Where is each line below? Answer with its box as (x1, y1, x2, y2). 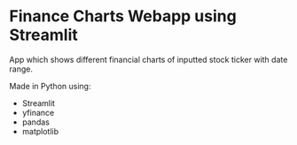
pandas (21, 117, 51, 127)
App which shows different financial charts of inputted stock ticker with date (9, 54, 288, 65)
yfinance (21, 107, 55, 118)
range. (9, 64, 34, 74)
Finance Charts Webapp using (9, 6, 237, 27)
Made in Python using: (9, 80, 91, 91)
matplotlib (21, 126, 59, 136)
